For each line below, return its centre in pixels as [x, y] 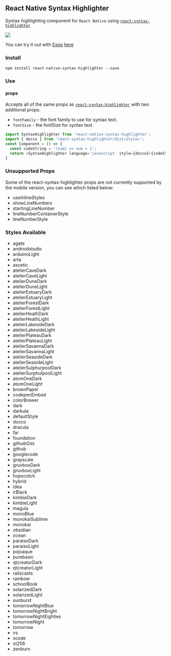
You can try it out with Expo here [39, 44]
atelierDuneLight [30, 287]
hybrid [19, 481]
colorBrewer [26, 400]
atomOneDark [27, 379]
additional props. [23, 110]
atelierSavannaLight [33, 352]
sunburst [22, 601]
